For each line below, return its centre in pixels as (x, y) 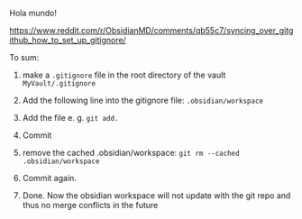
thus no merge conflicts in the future (90, 205)
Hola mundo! (33, 13)
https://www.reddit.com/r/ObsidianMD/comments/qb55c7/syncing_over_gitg (151, 30)
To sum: (24, 57)
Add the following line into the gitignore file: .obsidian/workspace (143, 100)
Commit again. (49, 178)
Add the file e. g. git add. (70, 118)
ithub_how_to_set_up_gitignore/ (68, 40)
